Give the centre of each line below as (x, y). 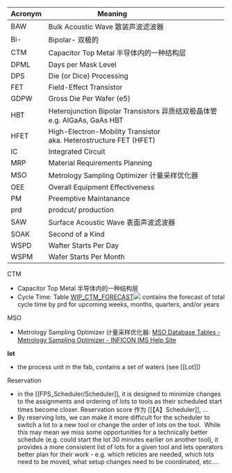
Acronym (26, 14)
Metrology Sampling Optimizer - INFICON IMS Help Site (97, 340)
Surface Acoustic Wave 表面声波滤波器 (112, 222)
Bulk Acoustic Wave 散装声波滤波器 (106, 27)
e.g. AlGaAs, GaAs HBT (86, 120)
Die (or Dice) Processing (88, 76)
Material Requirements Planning (100, 163)
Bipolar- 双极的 (74, 40)
